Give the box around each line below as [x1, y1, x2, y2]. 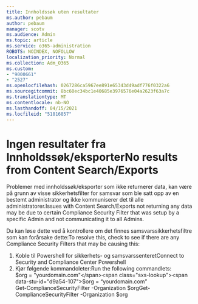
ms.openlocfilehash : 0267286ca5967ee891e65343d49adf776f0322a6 [6, 83, 170, 89]
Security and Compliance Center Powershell [15, 258, 126, 266]
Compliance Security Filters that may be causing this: [6, 240, 140, 247]
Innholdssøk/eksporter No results [6, 150, 178, 164]
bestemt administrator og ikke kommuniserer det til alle [6, 196, 144, 203]
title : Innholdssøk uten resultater [6, 9, 99, 15]
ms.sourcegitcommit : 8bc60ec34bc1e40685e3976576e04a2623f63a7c [6, 88, 170, 94]
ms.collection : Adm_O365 [6, 60, 69, 66]
